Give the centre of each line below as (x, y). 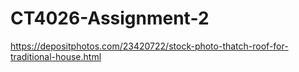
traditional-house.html (56, 56)
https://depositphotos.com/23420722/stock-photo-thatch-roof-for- (149, 46)
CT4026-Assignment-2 (110, 18)
